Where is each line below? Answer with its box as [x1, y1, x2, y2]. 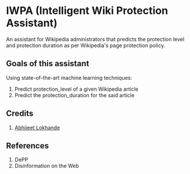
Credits [6, 109, 34, 119]
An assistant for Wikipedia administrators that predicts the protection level [6, 35, 185, 42]
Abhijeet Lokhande [14, 124, 60, 131]
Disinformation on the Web [14, 162, 80, 169]
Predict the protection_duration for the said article [14, 91, 134, 98]
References [6, 141, 49, 151]
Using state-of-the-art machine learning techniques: [6, 74, 133, 81]
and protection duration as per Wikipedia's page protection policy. [6, 42, 165, 49]
